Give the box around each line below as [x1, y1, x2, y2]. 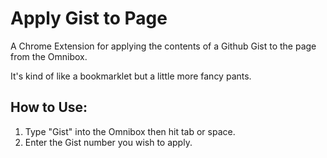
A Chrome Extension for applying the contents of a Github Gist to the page [10, 40, 317, 52]
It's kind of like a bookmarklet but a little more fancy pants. [10, 70, 252, 82]
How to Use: [10, 99, 88, 116]
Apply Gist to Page [10, 7, 168, 30]
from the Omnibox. [10, 50, 88, 62]
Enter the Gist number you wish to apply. [24, 136, 193, 148]
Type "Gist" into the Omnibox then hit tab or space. [24, 125, 236, 137]
